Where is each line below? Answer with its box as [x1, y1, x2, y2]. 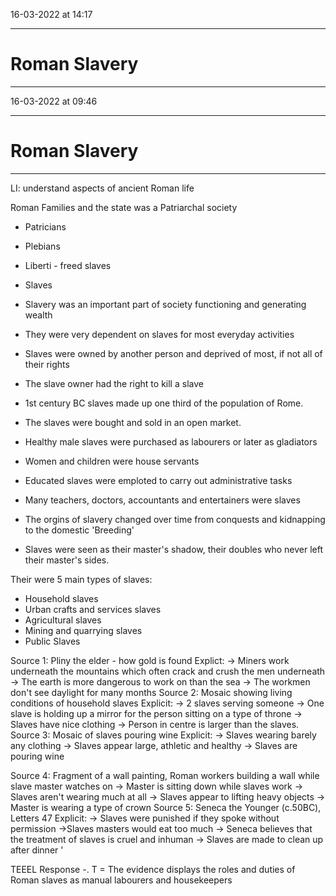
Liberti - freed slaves [24, 259, 112, 271]
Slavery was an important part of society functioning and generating [24, 298, 307, 310]
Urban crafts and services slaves [24, 603, 162, 615]
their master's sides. [24, 554, 110, 566]
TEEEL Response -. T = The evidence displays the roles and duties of [10, 863, 296, 875]
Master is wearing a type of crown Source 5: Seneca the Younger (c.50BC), [10, 801, 322, 813]
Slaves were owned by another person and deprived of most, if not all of [24, 347, 323, 359]
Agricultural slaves [24, 614, 102, 626]
